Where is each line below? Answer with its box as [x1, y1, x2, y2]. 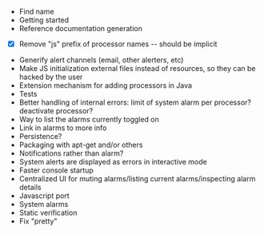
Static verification [18, 208, 78, 218]
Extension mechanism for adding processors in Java [18, 81, 193, 90]
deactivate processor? [18, 106, 94, 116]
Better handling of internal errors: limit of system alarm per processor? [18, 97, 251, 107]
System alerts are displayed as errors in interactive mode [18, 157, 207, 167]
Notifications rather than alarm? [18, 149, 124, 158]
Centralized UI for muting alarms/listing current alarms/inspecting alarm [18, 174, 256, 184]
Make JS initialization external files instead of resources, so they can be [18, 64, 257, 73]
